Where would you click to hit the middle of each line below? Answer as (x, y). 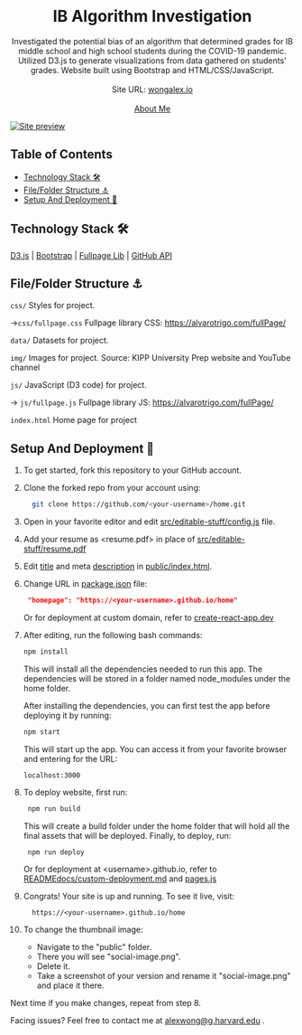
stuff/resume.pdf (55, 549)
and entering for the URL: (70, 758)
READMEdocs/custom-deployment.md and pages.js (120, 879)
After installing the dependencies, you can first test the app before (146, 705)
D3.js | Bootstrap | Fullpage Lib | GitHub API (91, 255)
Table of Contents (62, 155)
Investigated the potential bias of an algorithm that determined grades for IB (152, 41)
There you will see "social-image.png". (109, 957)
